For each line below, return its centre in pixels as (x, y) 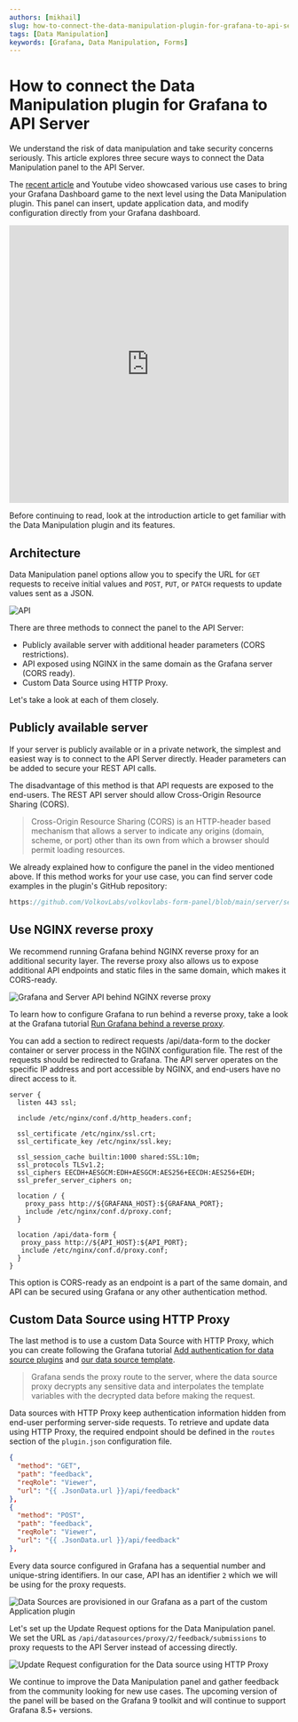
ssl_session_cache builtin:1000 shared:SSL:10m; (109, 1157)
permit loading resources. (78, 849)
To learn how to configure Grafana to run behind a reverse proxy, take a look (149, 1014)
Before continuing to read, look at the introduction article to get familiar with (148, 515)
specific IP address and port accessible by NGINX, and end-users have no (145, 1069)
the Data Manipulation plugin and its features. (92, 525)
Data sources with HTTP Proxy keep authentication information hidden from (148, 1413)
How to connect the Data (102, 86)
